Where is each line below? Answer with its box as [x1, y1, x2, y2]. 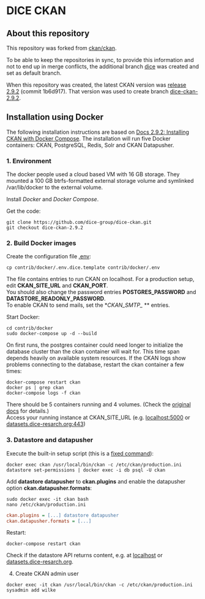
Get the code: [6, 207, 41, 215]
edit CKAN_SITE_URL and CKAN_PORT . [6, 282, 108, 289]
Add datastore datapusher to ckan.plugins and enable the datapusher [6, 477, 185, 485]
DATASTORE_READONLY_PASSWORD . [6, 295, 106, 303]
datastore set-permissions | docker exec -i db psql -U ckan [6, 467, 166, 473]
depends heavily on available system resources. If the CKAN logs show [6, 354, 186, 362]
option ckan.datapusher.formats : [6, 484, 92, 492]
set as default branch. [6, 69, 62, 77]
